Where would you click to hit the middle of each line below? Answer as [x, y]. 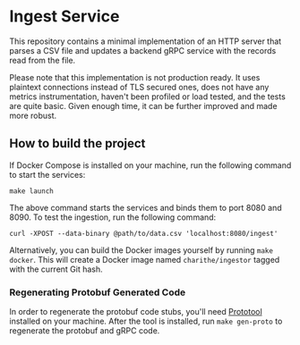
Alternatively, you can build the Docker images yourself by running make [141, 250]
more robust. [33, 115]
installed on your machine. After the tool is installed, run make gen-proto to [146, 321]
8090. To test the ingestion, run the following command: [113, 217]
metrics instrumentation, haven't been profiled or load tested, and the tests [148, 97]
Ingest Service [64, 17]
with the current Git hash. [56, 269]
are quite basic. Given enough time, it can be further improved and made [143, 105]
